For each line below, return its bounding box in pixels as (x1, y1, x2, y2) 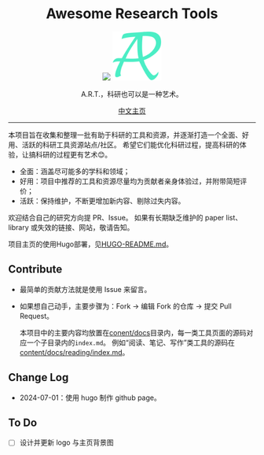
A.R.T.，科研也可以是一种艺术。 (81, 89, 183, 98)
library (8, 222, 29, 232)
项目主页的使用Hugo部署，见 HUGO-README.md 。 (8, 239, 174, 249)
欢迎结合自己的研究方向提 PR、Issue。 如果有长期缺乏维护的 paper (8, 213, 225, 222)
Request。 (19, 311, 53, 320)
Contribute (8, 263, 63, 276)
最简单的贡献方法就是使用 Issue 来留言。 (19, 284, 152, 294)
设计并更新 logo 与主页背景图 (19, 438, 114, 447)
